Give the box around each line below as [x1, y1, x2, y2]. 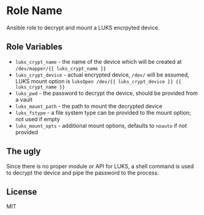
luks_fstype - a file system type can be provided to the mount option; [15, 108, 191, 116]
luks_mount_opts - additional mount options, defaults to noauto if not [15, 122, 187, 129]
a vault [15, 96, 32, 103]
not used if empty [15, 115, 60, 123]
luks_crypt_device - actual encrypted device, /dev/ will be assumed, [15, 71, 189, 78]
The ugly [6, 146, 41, 157]
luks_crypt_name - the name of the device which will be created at [15, 58, 182, 65]
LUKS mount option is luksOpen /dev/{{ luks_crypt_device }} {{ [15, 77, 182, 85]
